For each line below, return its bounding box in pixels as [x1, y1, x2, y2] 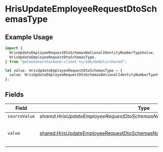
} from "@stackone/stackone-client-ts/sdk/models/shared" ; [5, 59, 127, 64]
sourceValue [7, 113, 35, 119]
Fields [5, 91, 24, 99]
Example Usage [5, 33, 53, 41]
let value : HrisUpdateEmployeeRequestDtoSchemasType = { [5, 68, 123, 73]
